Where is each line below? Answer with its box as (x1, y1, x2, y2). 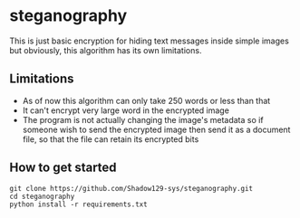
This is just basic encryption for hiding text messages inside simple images (9, 35, 290, 46)
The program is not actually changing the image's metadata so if (22, 114, 265, 125)
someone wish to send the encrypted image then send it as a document (22, 124, 291, 135)
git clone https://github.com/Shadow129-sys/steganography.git (9, 184, 254, 193)
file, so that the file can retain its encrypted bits (22, 133, 199, 145)
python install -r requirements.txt (9, 200, 148, 209)
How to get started (9, 160, 117, 175)
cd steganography (9, 192, 75, 201)
